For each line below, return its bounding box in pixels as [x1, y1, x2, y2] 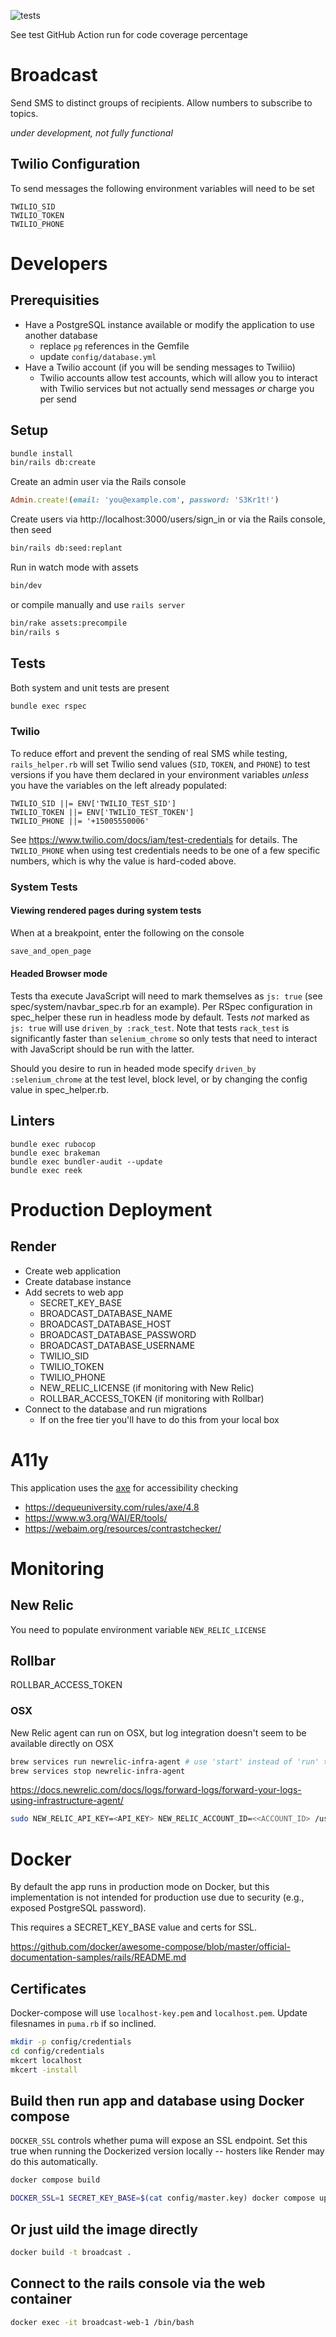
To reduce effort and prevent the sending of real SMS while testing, [10, 747, 288, 759]
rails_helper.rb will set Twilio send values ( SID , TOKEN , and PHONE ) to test [10, 758, 311, 770]
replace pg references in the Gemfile [39, 340, 190, 352]
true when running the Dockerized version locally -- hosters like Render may [10, 2145, 325, 2157]
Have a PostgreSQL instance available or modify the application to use [24, 318, 315, 330]
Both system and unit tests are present [10, 681, 170, 694]
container [10, 2291, 73, 2308]
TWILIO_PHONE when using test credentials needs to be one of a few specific [10, 844, 321, 856]
